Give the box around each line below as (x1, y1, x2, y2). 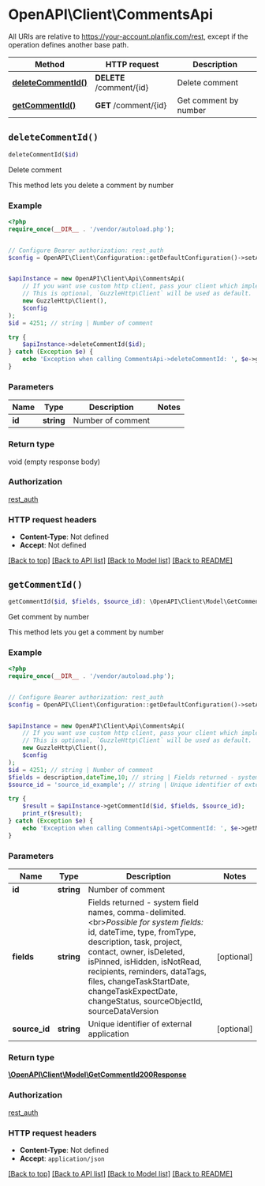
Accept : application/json (19, 1154, 105, 1163)
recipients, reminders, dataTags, (88, 966, 207, 977)
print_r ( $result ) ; (22, 810, 83, 818)
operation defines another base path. (8, 40, 129, 49)
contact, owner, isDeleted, (88, 947, 185, 958)
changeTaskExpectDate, (88, 986, 178, 997)
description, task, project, (88, 936, 183, 947)
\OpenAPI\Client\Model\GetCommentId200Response (8, 1070, 187, 1079)
